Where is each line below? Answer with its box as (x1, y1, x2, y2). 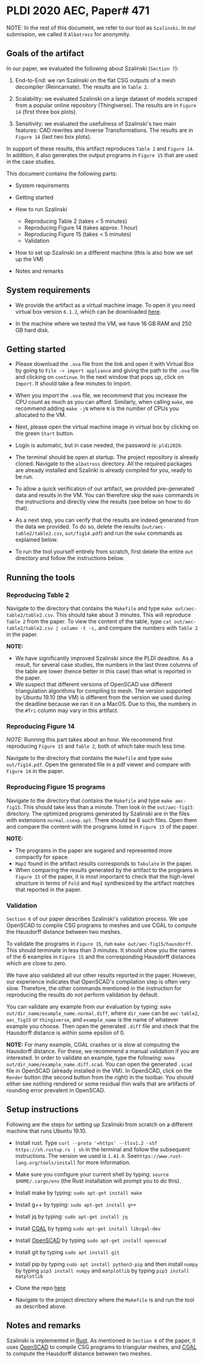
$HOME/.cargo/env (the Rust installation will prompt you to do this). (15, 1177, 181, 1184)
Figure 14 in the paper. (6, 767, 64, 775)
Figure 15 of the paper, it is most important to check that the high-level (15, 872, 195, 880)
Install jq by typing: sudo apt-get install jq (15, 1213, 128, 1220)
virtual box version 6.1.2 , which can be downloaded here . (15, 308, 162, 315)
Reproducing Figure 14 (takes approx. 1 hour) (24, 223, 138, 231)
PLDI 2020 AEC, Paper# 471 (6, 4, 150, 18)
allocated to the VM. (15, 411, 67, 419)
